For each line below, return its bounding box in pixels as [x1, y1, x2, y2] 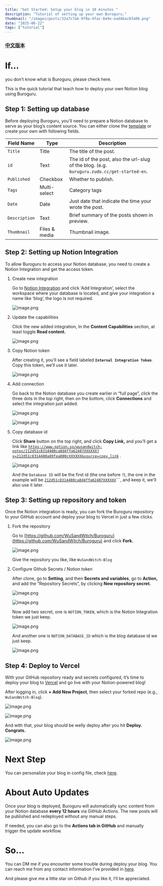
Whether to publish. [69, 176, 114, 183]
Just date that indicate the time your [69, 198, 151, 204]
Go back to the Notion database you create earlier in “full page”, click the [12, 390, 158, 396]
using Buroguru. [5, 91, 37, 97]
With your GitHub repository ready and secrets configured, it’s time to [5, 674, 144, 680]
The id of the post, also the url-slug [69, 156, 150, 163]
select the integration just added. [12, 401, 79, 406]
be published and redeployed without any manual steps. [5, 814, 117, 819]
